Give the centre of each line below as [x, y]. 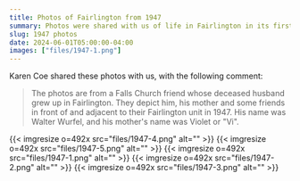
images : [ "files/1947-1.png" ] [66, 51]
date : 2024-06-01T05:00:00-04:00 [71, 42]
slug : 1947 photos [43, 34]
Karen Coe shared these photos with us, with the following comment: [136, 76]
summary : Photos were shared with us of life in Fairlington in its [139, 26]
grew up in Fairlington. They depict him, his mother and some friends [158, 103]
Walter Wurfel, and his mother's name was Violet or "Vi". [135, 122]
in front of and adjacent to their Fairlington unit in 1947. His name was [158, 112]
